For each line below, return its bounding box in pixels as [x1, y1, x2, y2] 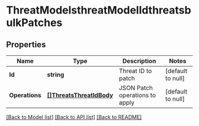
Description [122, 57, 156, 65]
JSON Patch [118, 84, 153, 92]
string [47, 71, 65, 78]
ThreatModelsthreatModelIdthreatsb [6, 4, 191, 17]
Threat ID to [118, 67, 152, 75]
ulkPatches [6, 16, 63, 29]
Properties [6, 39, 46, 49]
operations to [118, 91, 156, 99]
